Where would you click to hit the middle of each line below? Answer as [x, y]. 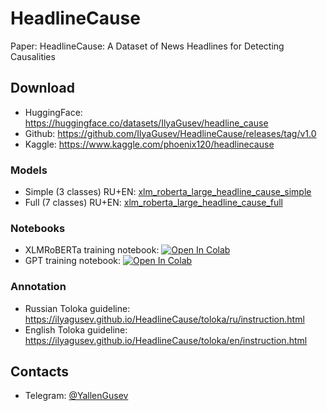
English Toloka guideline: [76, 329]
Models [29, 170]
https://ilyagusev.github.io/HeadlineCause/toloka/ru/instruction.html [164, 319]
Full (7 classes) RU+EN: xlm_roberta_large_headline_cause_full [153, 203]
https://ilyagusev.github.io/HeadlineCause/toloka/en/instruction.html [166, 340]
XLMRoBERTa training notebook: [92, 250]
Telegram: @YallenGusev [76, 396]
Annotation [38, 287]
